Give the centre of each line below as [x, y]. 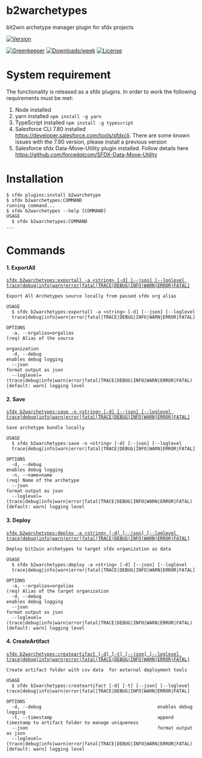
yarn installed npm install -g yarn [58, 116]
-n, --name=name [32, 475]
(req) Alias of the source [40, 338]
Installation [35, 179]
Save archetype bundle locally [46, 428]
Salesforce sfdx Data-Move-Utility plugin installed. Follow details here [102, 148]
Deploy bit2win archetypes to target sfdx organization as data [89, 549]
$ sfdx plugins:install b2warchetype [54, 195]
